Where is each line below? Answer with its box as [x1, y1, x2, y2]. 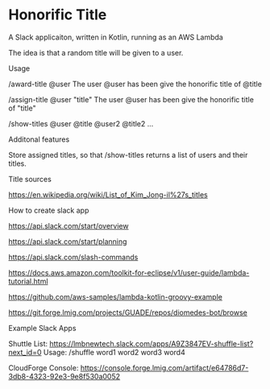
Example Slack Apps [8, 323, 77, 333]
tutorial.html [8, 276, 48, 286]
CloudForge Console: [8, 362, 79, 372]
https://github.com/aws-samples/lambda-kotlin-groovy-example [8, 292, 223, 301]
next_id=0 [8, 347, 42, 357]
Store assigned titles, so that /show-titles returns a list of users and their [8, 150, 248, 159]
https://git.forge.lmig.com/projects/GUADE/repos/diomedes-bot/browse [8, 308, 248, 317]
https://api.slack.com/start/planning [8, 236, 127, 246]
